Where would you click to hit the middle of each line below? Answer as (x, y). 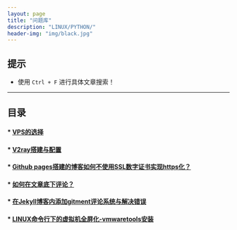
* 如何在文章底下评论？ (41, 184)
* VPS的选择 (25, 132)
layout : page (26, 14)
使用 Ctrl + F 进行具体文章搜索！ (66, 82)
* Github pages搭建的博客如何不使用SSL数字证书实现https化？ (99, 167)
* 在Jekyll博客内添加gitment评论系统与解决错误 (77, 202)
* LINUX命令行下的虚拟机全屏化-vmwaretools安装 (80, 219)
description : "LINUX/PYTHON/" (52, 27)
